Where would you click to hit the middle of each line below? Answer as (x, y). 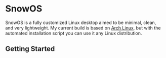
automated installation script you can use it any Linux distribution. (74, 33)
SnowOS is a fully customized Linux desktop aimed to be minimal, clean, (81, 22)
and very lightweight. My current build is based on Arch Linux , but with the (83, 27)
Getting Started (30, 49)
